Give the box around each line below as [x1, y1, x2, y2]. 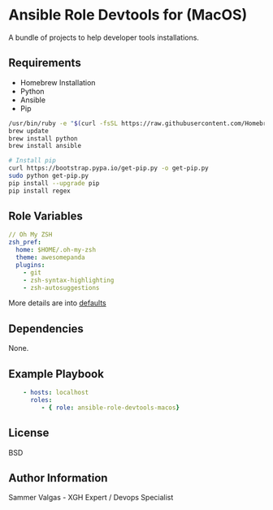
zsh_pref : [8, 238, 42, 247]
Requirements [8, 56, 81, 70]
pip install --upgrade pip [8, 179, 100, 188]
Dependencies [8, 322, 84, 335]
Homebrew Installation [19, 77, 96, 87]
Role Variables [8, 210, 83, 223]
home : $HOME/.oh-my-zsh [15, 246, 96, 254]
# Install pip [8, 157, 57, 165]
